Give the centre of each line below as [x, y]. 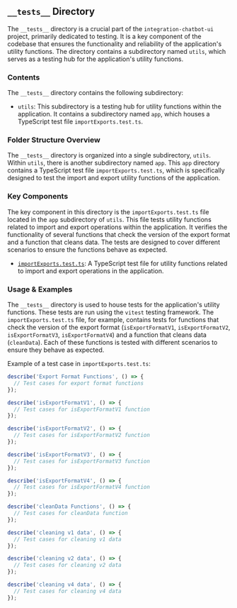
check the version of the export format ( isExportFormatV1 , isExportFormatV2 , [119, 327]
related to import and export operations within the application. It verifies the [117, 227]
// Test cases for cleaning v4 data [68, 591]
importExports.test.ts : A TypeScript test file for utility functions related [122, 263]
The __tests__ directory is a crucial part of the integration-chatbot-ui [111, 28]
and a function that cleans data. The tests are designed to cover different [114, 242]
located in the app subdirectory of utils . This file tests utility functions [110, 219]
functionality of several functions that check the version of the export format [119, 234]
